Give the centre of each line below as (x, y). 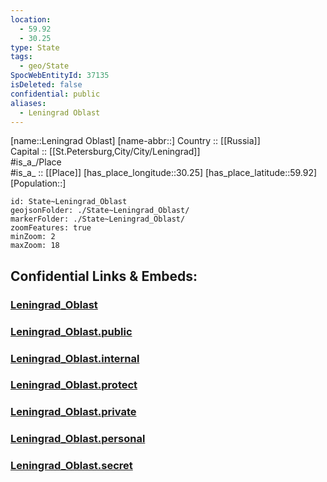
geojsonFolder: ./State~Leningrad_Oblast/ (100, 211)
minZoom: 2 (33, 237)
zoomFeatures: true (51, 228)
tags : (21, 57)
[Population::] (38, 183)
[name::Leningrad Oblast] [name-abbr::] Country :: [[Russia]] (135, 141)
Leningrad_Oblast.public (71, 331)
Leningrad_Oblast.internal (75, 358)
